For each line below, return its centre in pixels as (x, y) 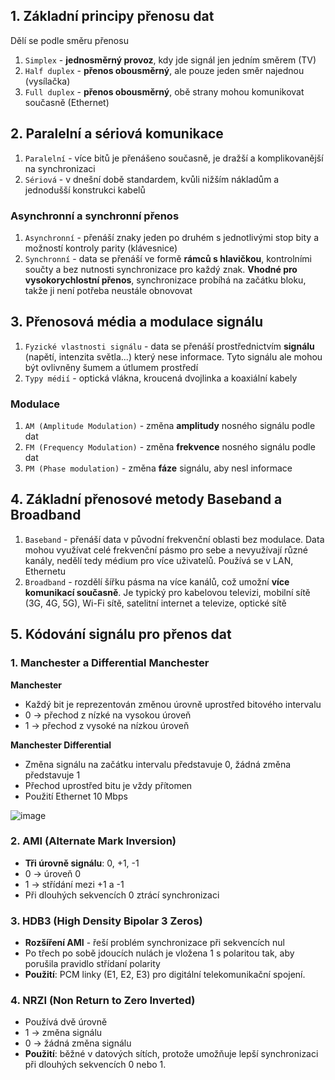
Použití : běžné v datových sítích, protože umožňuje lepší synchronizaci (171, 1054)
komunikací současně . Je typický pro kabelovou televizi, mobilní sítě (167, 592)
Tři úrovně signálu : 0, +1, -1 (82, 863)
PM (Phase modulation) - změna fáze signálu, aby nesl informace (158, 468)
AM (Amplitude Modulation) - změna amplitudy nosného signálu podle (170, 426)
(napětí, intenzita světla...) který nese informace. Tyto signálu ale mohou (173, 356)
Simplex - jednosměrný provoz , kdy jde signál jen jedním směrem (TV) (170, 60)
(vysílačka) (47, 81)
